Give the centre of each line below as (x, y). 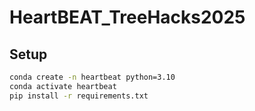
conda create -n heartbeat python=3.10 (92, 77)
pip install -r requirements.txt (79, 96)
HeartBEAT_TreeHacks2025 (127, 17)
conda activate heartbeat (63, 86)
